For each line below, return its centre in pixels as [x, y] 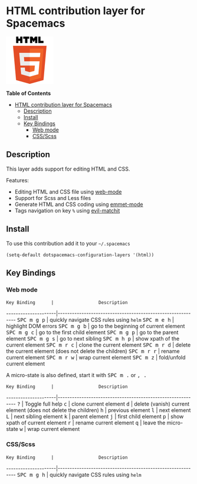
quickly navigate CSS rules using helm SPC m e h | [112, 320]
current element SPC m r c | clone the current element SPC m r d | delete [98, 345]
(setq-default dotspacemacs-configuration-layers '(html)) [80, 255]
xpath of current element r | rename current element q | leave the [86, 423]
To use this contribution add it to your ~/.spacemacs [68, 243]
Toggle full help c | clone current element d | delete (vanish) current [107, 404]
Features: [18, 180]
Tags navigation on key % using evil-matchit [67, 210]
